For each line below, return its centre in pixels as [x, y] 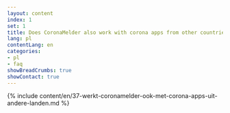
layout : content [30, 13]
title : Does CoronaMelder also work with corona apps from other [102, 32]
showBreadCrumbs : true [39, 70]
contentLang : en [30, 45]
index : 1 [20, 20]
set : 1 [16, 26]
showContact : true [33, 77]
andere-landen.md [33, 103]
